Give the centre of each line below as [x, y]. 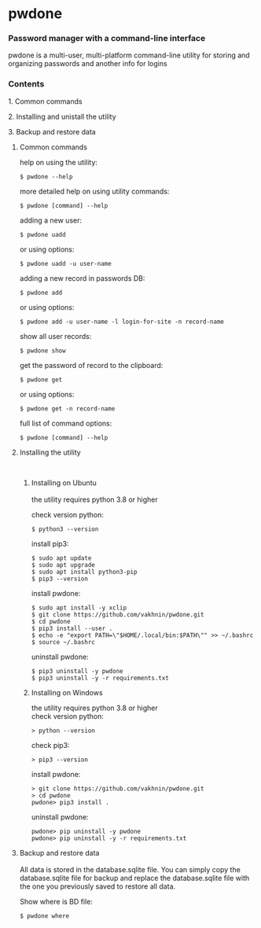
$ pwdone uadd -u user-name [65, 263]
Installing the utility [50, 452]
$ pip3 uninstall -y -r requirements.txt [100, 678]
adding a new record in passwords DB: [82, 278]
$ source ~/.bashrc [63, 642]
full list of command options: [66, 423]
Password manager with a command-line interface [107, 39]
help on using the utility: [59, 162]
